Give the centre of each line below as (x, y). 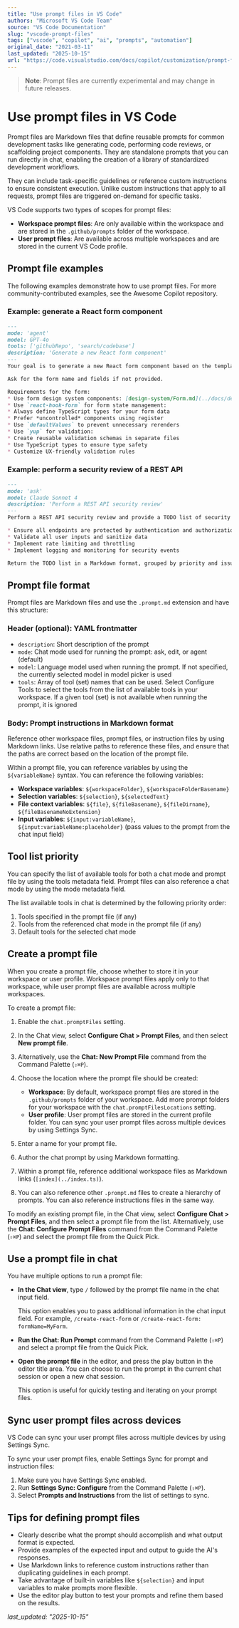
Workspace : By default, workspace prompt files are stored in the (123, 1092)
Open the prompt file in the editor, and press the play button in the (115, 1362)
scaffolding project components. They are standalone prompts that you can (118, 152)
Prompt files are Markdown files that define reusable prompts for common (116, 137)
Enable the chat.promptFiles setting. (71, 1021)
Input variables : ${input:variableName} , (76, 819)
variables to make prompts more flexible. (77, 1587)
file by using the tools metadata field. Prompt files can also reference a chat (118, 881)
